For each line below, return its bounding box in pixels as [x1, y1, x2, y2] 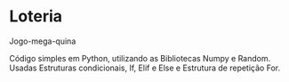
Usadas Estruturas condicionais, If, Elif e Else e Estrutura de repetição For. [9, 62, 281, 73]
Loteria [9, 6, 63, 27]
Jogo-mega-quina [9, 36, 76, 46]
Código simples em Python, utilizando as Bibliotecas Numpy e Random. [9, 53, 271, 63]
